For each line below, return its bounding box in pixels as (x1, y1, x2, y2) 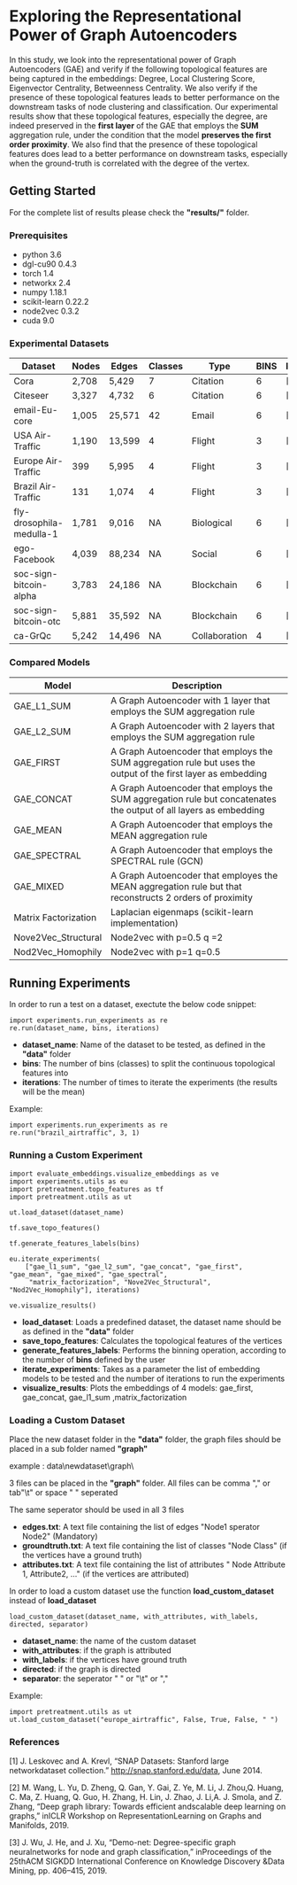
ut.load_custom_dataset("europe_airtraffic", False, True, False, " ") (9, 1716, 278, 1725)
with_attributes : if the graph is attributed (21, 1645, 172, 1656)
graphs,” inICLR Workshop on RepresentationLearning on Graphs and (9, 1811, 263, 1821)
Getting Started (9, 183, 96, 198)
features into (21, 1067, 69, 1078)
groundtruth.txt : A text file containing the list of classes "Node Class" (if (21, 1540, 287, 1551)
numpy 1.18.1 (21, 287, 67, 298)
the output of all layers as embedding (110, 803, 265, 816)
